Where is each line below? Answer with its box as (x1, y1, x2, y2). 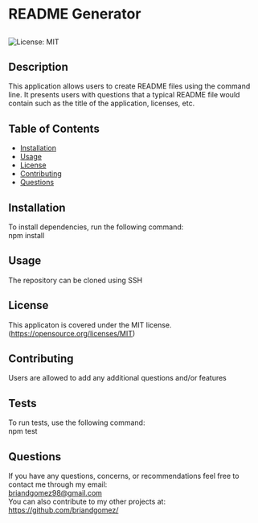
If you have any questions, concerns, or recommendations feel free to (8, 472, 240, 481)
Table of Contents (8, 121, 100, 135)
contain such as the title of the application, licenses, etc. (8, 98, 195, 109)
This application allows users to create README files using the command (8, 81, 251, 91)
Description (8, 60, 68, 73)
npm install (8, 231, 45, 241)
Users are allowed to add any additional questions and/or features (8, 373, 227, 383)
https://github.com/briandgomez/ (8, 505, 119, 515)
